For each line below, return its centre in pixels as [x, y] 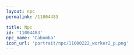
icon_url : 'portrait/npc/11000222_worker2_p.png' [68, 43]
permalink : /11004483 [32, 17]
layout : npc [20, 11]
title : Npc [19, 27]
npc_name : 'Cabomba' [31, 38]
